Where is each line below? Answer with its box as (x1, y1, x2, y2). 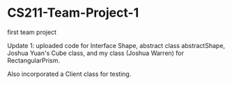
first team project (7, 28, 57, 36)
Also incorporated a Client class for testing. (7, 70, 132, 78)
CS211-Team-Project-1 (7, 5, 139, 21)
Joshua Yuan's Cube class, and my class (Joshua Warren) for (7, 49, 185, 57)
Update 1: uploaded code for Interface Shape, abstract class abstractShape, (7, 41, 225, 49)
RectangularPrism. (7, 56, 61, 64)
